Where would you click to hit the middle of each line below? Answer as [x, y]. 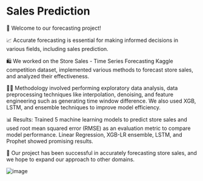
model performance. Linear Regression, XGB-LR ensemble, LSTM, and [95, 134]
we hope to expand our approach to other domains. [71, 159]
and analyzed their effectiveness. [48, 76]
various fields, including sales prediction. [58, 49]
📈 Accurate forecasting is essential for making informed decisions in [92, 40]
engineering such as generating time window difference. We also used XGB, [101, 101]
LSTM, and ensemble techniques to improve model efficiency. [84, 107]
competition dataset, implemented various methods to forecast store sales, [100, 70]
